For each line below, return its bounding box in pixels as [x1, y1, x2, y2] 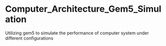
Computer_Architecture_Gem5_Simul [5, 3, 162, 15]
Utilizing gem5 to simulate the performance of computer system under [5, 30, 149, 36]
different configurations [5, 35, 54, 41]
